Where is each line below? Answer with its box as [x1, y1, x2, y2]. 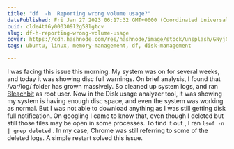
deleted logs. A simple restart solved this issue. [7, 134, 143, 142]
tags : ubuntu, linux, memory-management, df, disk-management [7, 42, 192, 49]
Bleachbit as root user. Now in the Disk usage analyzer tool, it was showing [7, 89, 223, 98]
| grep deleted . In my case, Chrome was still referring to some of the [7, 126, 209, 134]
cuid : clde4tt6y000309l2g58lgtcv [7, 23, 104, 30]
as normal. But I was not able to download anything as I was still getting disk [7, 105, 226, 112]
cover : [7, 36, 26, 43]
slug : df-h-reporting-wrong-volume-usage [7, 29, 130, 37]
